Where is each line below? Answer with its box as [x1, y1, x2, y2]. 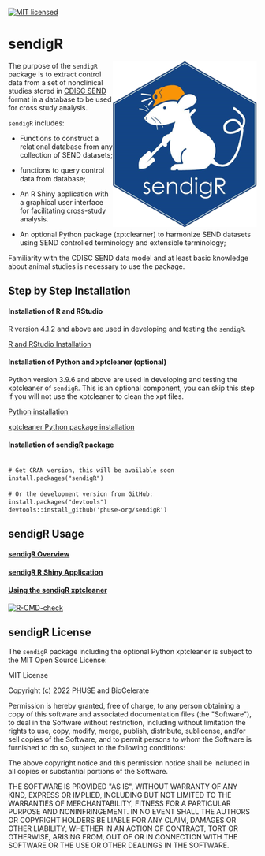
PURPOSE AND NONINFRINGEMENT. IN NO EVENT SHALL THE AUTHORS [8, 806, 251, 816]
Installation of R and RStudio [8, 306, 103, 315]
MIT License [8, 670, 49, 679]
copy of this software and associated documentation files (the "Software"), [8, 709, 252, 719]
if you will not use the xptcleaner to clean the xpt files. [8, 391, 184, 401]
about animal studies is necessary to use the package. [8, 261, 185, 271]
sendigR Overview [8, 549, 70, 559]
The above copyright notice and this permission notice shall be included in [8, 757, 250, 768]
